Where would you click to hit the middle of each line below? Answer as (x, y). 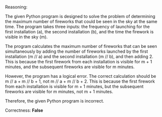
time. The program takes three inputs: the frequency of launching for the (77, 27)
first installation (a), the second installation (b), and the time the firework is (79, 32)
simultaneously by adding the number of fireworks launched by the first (76, 51)
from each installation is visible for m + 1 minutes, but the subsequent (74, 86)
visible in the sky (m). (26, 37)
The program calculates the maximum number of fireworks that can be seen (81, 46)
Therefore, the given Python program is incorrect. (55, 101)
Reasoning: (16, 7)
